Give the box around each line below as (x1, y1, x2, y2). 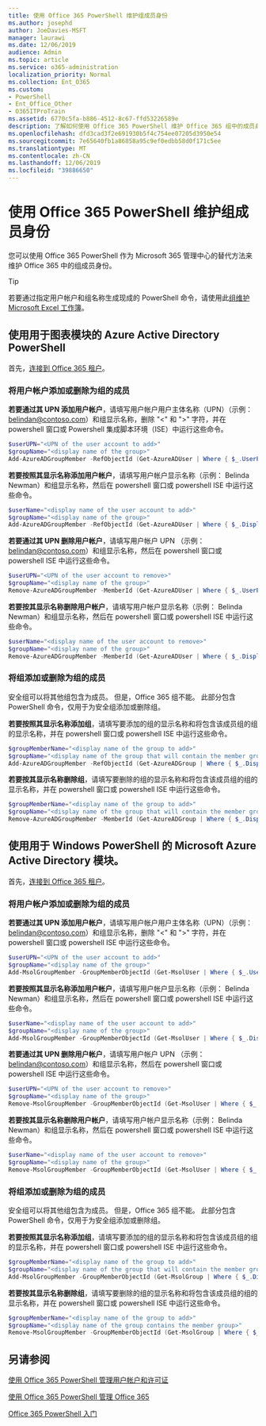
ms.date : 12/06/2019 (8, 41, 77, 49)
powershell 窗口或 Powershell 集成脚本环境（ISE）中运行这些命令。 (8, 425, 228, 434)
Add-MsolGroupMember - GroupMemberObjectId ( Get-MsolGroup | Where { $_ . (8, 1273, 253, 1281)
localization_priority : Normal (8, 71, 112, 79)
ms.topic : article (8, 56, 69, 64)
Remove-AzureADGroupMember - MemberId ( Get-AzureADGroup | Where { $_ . (8, 815, 246, 824)
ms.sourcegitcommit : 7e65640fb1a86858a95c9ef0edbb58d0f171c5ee (8, 136, 222, 145)
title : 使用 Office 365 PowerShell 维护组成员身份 (8, 11, 168, 20)
